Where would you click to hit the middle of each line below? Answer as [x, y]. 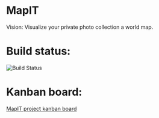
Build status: [39, 51]
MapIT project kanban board [42, 108]
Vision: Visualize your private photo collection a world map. [80, 27]
